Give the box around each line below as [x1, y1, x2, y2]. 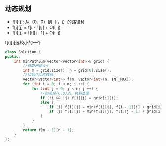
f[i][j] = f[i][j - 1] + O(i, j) [12, 29, 61, 36]
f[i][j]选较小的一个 [5, 39, 41, 45]
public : [5, 54, 21, 59]
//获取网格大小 [23, 63, 49, 68]
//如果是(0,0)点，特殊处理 [40, 91, 89, 96]
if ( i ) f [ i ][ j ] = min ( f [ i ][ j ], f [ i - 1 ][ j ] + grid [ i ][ [49, 105, 165, 109]
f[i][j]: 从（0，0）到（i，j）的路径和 [12, 19, 85, 25]
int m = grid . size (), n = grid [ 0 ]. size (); [23, 68, 112, 73]
